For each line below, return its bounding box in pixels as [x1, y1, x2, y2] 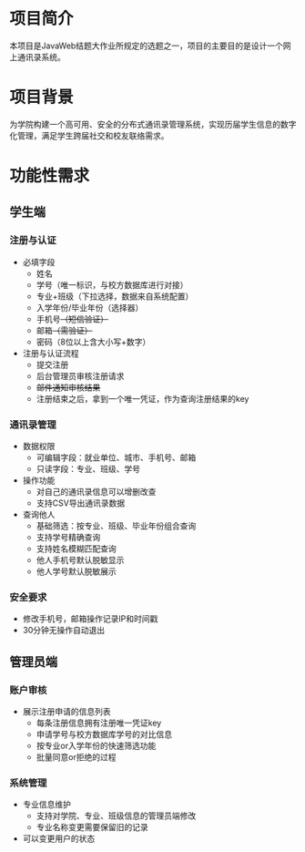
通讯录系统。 [16, 51, 66, 62]
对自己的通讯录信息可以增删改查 [36, 487, 157, 498]
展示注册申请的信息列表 [22, 706, 111, 717]
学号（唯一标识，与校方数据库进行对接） [36, 279, 188, 290]
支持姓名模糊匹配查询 [36, 543, 117, 554]
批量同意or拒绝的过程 [36, 752, 117, 763]
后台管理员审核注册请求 [36, 370, 125, 381]
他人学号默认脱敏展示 [36, 566, 117, 577]
